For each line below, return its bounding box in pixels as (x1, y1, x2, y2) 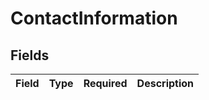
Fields (10, 47, 50, 64)
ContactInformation (10, 7, 178, 30)
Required (83, 77, 128, 90)
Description (136, 77, 195, 90)
